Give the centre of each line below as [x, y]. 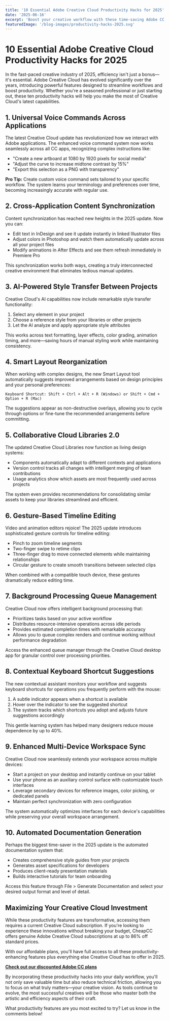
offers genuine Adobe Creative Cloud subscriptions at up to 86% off [77, 936]
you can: [14, 224]
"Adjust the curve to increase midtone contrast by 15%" [71, 164]
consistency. [19, 346]
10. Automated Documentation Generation [73, 833]
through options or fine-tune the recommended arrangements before [77, 414]
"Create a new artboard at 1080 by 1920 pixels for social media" [79, 158]
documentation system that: [35, 850]
